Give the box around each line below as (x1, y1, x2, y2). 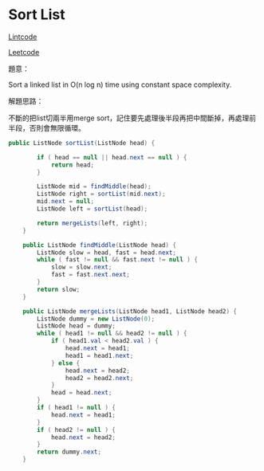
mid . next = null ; (37, 198, 94, 206)
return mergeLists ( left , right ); (37, 219, 148, 227)
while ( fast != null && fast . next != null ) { (37, 256, 198, 264)
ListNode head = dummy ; (37, 322, 116, 330)
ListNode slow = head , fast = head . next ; (37, 249, 177, 257)
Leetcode (8, 47, 40, 57)
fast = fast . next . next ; (50, 271, 130, 279)
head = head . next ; (50, 389, 112, 397)
